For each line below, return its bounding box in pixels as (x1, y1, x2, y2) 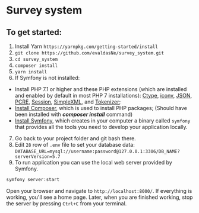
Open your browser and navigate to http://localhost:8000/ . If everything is (6, 187, 192, 194)
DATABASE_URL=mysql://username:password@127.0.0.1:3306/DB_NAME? (14, 149, 180, 154)
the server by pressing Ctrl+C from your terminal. (6, 199, 127, 207)
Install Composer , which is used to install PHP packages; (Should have (14, 105, 187, 111)
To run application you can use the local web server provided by (14, 159, 172, 166)
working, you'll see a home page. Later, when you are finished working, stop (6, 193, 193, 201)
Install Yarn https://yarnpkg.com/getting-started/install (14, 43, 159, 50)
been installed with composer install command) (14, 111, 133, 118)
